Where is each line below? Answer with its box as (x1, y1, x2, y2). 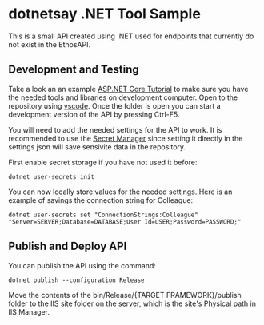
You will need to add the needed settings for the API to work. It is (8, 125, 222, 134)
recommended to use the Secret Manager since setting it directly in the (8, 133, 243, 143)
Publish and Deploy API (8, 240, 127, 253)
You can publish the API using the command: (8, 260, 156, 270)
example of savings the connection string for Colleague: (8, 195, 194, 204)
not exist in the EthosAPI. (8, 39, 90, 49)
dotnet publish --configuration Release (8, 276, 146, 284)
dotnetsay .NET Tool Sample (8, 5, 202, 23)
